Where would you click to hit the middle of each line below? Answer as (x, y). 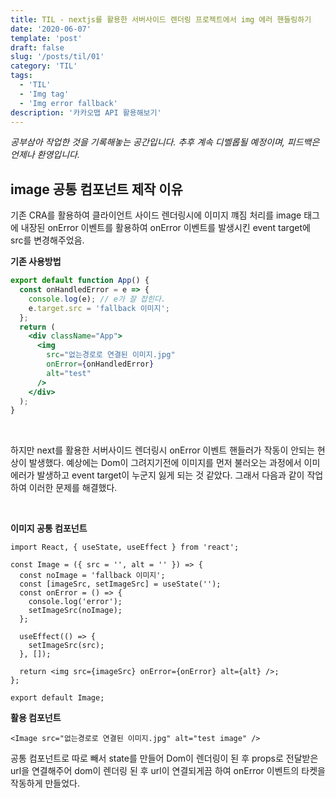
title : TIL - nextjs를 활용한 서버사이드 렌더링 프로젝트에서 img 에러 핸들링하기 (161, 19)
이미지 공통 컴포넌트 (49, 528)
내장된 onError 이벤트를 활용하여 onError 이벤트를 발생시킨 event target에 (165, 228)
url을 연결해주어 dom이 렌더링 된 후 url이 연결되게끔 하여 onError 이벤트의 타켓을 (168, 771)
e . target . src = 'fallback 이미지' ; (99, 308)
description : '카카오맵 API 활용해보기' (86, 112)
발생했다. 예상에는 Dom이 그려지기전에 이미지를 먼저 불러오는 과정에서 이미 (174, 463)
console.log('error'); (75, 602)
